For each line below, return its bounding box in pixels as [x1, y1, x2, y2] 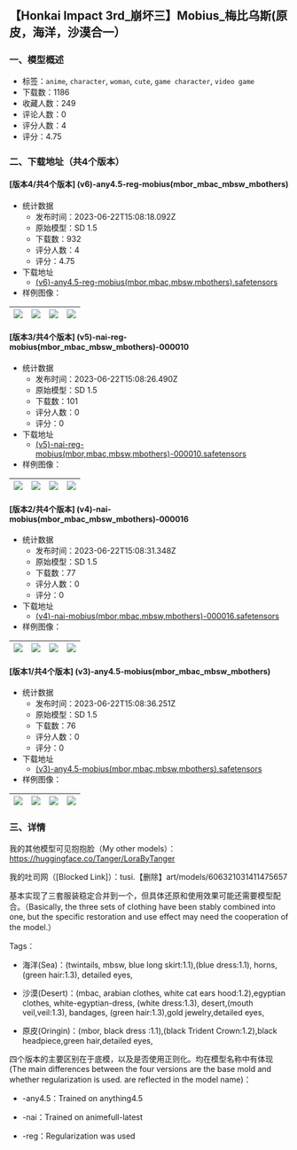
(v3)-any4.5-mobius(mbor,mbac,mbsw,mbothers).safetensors [35, 764, 262, 774]
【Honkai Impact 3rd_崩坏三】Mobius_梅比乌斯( [9, 8, 277, 24]
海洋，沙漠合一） [32, 25, 126, 40]
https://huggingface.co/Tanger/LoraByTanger [9, 853, 176, 864]
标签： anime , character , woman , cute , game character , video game [21, 75, 255, 86]
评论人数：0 [21, 109, 66, 120]
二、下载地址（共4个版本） [9, 155, 125, 167]
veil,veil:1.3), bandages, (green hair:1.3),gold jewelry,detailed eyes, [21, 1006, 264, 1017]
